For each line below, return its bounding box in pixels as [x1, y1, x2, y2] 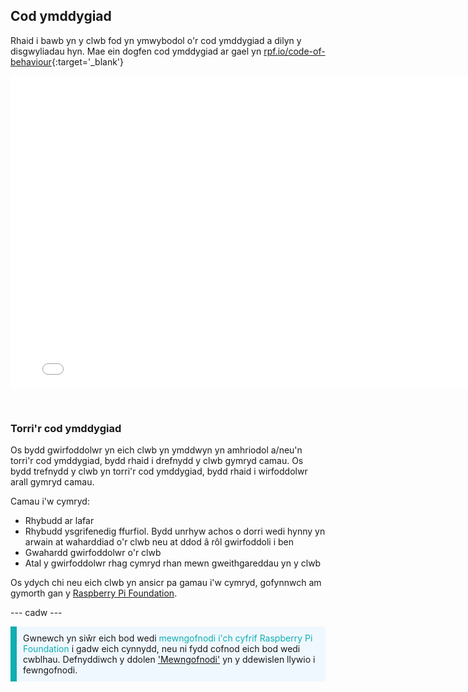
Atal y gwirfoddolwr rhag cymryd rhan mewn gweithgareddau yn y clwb [24, 557, 322, 569]
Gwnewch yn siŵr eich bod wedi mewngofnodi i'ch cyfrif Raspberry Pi [23, 632, 313, 644]
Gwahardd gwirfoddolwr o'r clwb [24, 547, 162, 559]
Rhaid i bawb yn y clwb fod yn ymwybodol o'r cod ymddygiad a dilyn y [10, 34, 302, 46]
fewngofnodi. [23, 664, 78, 676]
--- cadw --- [10, 607, 63, 619]
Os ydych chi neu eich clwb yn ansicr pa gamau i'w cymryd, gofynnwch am [10, 577, 322, 589]
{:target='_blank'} [51, 55, 125, 68]
